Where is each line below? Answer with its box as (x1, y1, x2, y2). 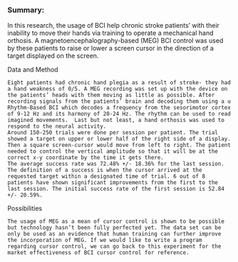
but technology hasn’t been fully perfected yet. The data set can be (7, 224, 222, 231)
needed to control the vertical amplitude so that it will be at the (7, 148, 219, 155)
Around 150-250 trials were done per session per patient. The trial (7, 129, 219, 136)
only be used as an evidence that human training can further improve (7, 231, 222, 238)
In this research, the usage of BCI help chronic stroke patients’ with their (7, 21, 219, 30)
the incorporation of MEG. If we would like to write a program (7, 237, 202, 244)
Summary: (7, 5, 45, 15)
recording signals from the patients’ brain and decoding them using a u (7, 98, 232, 105)
